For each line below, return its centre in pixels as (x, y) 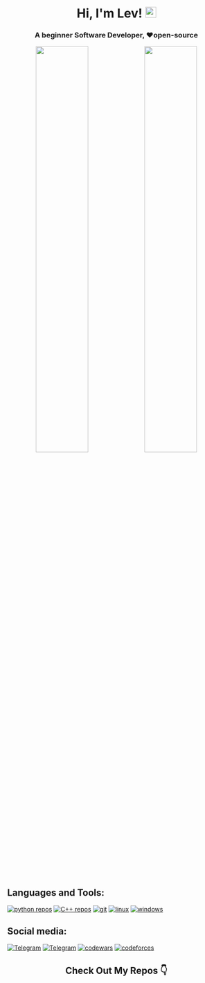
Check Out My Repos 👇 (116, 970)
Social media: (37, 931)
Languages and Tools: (56, 893)
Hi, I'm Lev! (109, 14)
